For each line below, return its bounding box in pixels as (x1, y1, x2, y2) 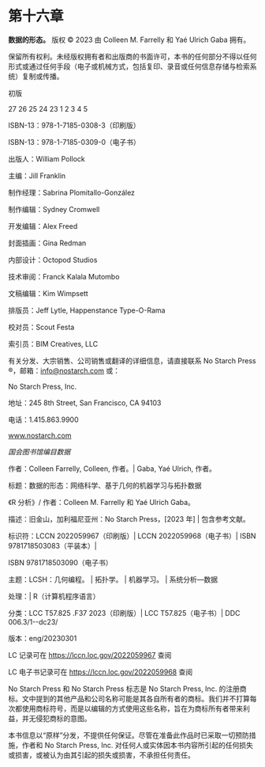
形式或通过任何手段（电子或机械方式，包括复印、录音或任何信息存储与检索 (8, 61, 250, 71)
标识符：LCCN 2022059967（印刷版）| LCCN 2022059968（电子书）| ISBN (8, 531, 256, 541)
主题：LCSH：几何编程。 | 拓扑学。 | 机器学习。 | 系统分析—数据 (8, 575, 218, 584)
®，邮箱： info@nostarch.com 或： (8, 366, 121, 375)
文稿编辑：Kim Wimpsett (8, 288, 88, 298)
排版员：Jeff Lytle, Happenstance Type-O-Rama (8, 306, 166, 315)
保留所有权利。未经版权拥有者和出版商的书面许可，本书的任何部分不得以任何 (8, 51, 257, 61)
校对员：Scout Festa (8, 322, 75, 332)
